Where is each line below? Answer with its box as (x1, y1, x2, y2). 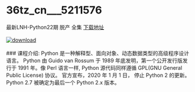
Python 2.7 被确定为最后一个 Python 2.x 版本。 (6, 79, 120, 86)
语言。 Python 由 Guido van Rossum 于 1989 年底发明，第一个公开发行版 (6, 57, 183, 64)
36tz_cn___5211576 (6, 4, 102, 17)
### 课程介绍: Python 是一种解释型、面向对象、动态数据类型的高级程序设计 (6, 49, 189, 56)
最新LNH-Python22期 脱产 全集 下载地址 (6, 23, 105, 30)
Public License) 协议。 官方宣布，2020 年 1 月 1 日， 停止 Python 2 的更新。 (6, 71, 190, 79)
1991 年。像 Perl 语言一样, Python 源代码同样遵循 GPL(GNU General (17, 64, 183, 71)
